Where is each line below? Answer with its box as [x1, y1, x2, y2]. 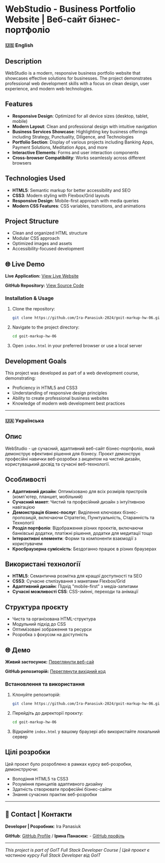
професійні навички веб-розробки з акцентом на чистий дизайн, [5, 456, 141, 462]
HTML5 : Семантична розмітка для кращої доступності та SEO [12, 573, 142, 579]
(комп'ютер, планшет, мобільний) [12, 494, 83, 500]
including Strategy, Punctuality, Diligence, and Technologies [12, 134, 134, 139]
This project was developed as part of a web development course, [5, 370, 139, 376]
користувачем [12, 540, 43, 546]
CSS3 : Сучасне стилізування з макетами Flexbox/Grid [12, 578, 126, 584]
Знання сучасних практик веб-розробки [12, 791, 97, 797]
